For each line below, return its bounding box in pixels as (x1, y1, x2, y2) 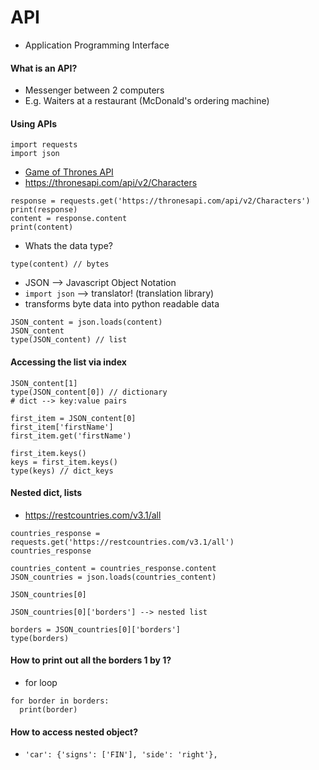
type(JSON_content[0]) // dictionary (10, 387, 168, 397)
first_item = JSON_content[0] (10, 413, 137, 423)
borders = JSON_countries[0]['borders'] (10, 624, 182, 635)
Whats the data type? (24, 240, 113, 252)
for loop (24, 676, 58, 688)
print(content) (10, 222, 74, 233)
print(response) (10, 205, 78, 215)
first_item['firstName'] (10, 422, 114, 432)
